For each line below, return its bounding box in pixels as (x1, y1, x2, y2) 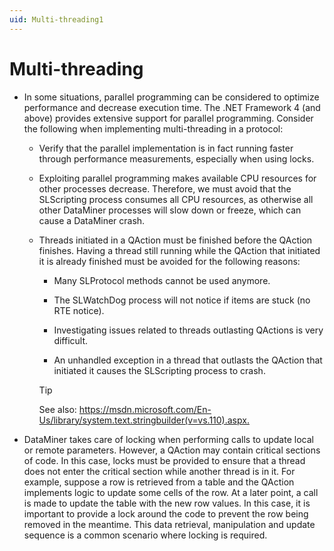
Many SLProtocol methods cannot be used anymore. (53, 274, 271, 286)
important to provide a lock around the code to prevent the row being (23, 507, 309, 520)
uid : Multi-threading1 (9, 14, 104, 25)
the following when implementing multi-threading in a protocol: (23, 122, 284, 135)
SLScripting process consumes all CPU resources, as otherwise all (38, 193, 314, 205)
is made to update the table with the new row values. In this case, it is (23, 497, 311, 509)
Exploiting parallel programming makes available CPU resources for (38, 172, 317, 184)
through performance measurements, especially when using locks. (38, 152, 315, 165)
